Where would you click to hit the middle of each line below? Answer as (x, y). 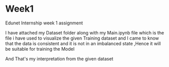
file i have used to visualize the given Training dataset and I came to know (82, 38)
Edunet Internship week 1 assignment (44, 23)
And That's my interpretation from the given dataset (59, 58)
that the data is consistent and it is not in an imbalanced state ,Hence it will (83, 43)
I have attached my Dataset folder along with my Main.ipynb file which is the (85, 32)
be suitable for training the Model (40, 49)
